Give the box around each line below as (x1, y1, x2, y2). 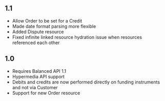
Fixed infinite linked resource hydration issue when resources (12, 34, 142, 40)
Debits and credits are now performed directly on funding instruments (12, 79, 160, 85)
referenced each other (12, 39, 60, 46)
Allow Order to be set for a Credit (12, 17, 82, 24)
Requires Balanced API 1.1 (12, 68, 67, 74)
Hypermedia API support (12, 73, 65, 79)
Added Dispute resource (12, 28, 65, 35)
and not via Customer (12, 84, 58, 90)
